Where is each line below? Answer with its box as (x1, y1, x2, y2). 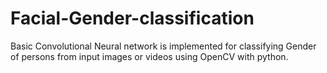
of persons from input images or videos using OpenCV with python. (10, 50, 289, 62)
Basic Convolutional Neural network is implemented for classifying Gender (10, 40, 317, 52)
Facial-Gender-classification (10, 7, 255, 30)
